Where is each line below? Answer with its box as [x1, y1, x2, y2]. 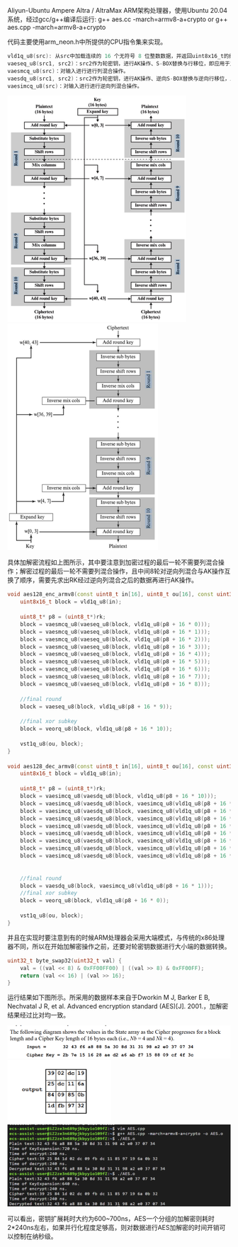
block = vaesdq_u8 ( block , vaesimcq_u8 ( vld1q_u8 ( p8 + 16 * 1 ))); [20, 882, 214, 889]
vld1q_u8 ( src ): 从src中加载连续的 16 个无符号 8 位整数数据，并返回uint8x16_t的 [7, 52, 229, 59]
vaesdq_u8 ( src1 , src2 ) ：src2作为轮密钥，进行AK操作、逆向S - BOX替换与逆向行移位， [7, 75, 230, 82]
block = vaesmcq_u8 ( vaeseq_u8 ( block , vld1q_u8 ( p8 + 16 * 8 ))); [20, 681, 211, 688]
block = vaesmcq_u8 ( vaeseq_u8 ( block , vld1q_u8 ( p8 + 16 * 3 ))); [20, 643, 211, 650]
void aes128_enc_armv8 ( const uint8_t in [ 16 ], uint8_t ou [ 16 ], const [7, 591, 214, 598]
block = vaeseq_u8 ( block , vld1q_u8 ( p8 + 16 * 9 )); [20, 703, 173, 710]
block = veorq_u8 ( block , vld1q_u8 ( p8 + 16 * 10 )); [20, 725, 173, 733]
